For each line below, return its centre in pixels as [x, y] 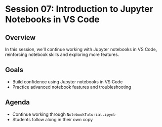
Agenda [18, 102]
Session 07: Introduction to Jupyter [79, 9]
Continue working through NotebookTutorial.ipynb [64, 114]
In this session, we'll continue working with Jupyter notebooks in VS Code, [81, 49]
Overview [20, 38]
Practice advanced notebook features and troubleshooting [72, 87]
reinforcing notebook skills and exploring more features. [62, 54]
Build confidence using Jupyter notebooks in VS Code [67, 81]
